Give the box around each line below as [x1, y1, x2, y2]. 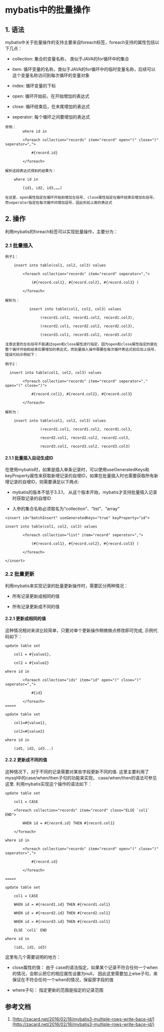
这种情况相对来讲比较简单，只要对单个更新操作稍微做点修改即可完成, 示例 [5, 627, 153, 633]
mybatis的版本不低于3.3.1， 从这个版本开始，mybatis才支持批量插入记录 [12, 489, 158, 495]
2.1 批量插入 [5, 242, 33, 249]
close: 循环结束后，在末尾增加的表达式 [12, 104, 91, 109]
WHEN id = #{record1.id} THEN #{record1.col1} [14, 902, 111, 907]
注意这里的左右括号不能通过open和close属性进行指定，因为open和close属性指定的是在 [5, 342, 158, 347]
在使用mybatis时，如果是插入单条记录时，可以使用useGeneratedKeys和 [5, 467, 150, 473]
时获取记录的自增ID [12, 495, 51, 502]
